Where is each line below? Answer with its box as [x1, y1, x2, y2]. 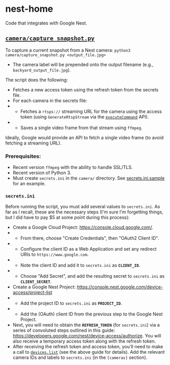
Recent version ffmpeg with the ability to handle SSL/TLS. [12, 164, 133, 171]
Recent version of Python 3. [12, 169, 71, 176]
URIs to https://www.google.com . [20, 251, 89, 258]
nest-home [5, 3, 54, 15]
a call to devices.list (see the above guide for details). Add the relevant [12, 349, 165, 355]
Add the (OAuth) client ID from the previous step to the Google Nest [20, 311, 163, 317]
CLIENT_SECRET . [20, 279, 52, 285]
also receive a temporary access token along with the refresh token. [12, 338, 156, 345]
